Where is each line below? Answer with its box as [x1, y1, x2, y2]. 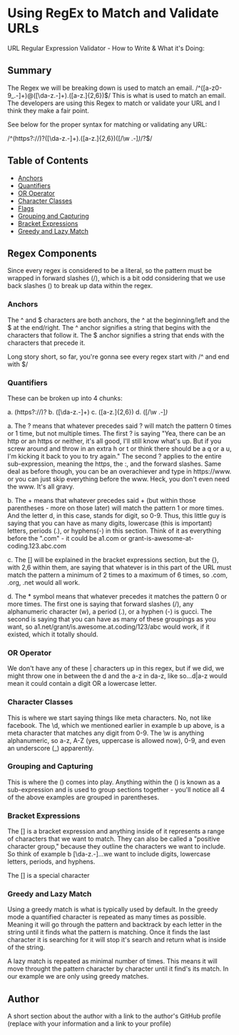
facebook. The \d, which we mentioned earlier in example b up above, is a [7, 721, 225, 729]
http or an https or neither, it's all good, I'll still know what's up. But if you [7, 436, 222, 445]
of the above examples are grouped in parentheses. [7, 793, 159, 801]
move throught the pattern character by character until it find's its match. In [7, 964, 229, 973]
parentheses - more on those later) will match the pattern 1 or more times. [7, 504, 225, 512]
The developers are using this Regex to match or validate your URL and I [7, 99, 220, 107]
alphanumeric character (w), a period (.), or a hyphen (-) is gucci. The [7, 607, 213, 616]
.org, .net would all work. [7, 578, 81, 586]
